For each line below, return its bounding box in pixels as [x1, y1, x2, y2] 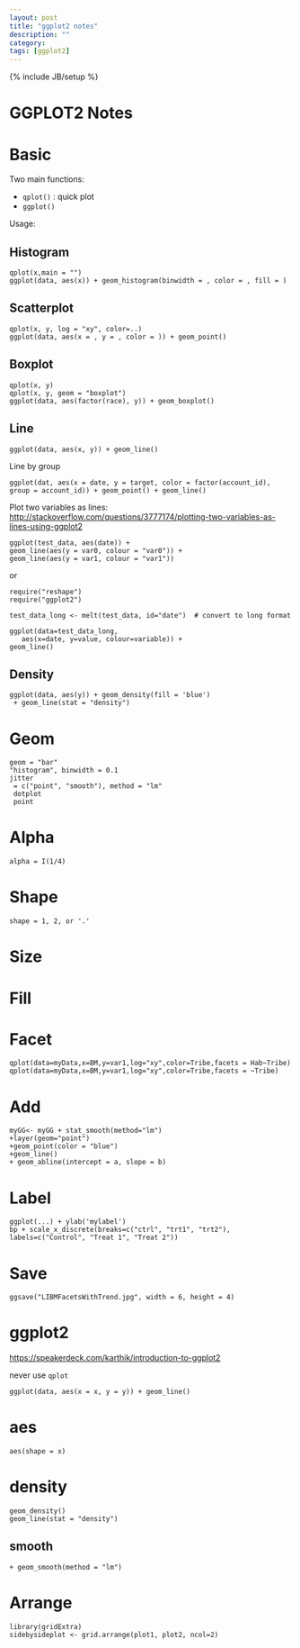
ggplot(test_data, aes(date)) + [9, 538, 130, 548]
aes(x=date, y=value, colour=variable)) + [21, 634, 182, 644]
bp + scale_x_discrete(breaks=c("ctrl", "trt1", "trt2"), [9, 1226, 231, 1235]
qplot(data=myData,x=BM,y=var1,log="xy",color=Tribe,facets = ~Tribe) [9, 1066, 279, 1076]
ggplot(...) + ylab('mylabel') [9, 1218, 127, 1227]
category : [9, 38, 47, 48]
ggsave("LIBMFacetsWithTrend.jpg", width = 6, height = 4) [9, 1293, 235, 1302]
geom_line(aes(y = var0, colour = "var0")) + [9, 546, 182, 555]
